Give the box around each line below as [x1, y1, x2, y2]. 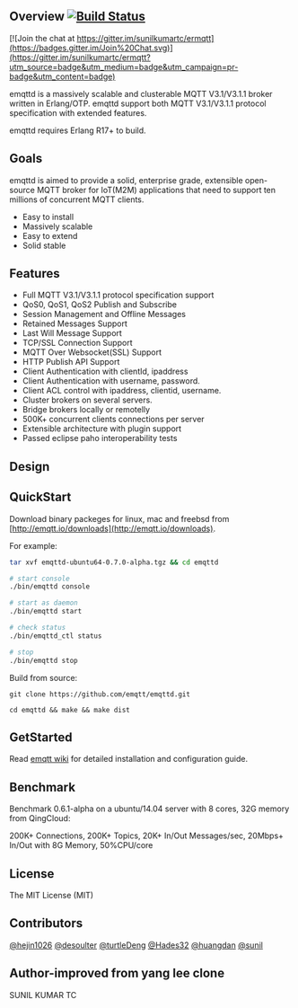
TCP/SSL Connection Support [22, 338, 133, 349]
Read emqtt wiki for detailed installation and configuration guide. [9, 754, 249, 765]
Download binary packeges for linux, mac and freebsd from [9, 513, 230, 524]
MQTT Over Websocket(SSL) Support [22, 347, 162, 358]
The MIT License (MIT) [9, 889, 94, 900]
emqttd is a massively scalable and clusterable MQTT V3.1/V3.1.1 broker [9, 88, 273, 99]
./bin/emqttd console [9, 582, 91, 591]
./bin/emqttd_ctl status [9, 631, 102, 641]
